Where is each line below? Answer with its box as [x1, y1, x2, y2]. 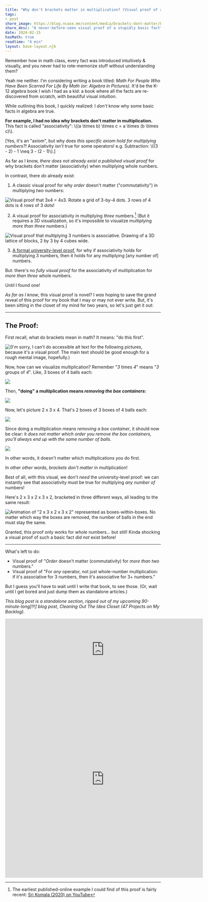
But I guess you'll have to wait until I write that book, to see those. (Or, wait [5, 584, 157, 589]
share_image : [5, 21, 32, 26]
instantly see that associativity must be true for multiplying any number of [5, 479, 156, 485]
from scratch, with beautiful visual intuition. [29, 93, 117, 99]
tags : [5, 12, 16, 17]
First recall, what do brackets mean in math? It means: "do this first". [5, 334, 144, 341]
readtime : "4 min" [5, 39, 43, 44]
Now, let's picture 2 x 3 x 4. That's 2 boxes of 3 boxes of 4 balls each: [5, 407, 147, 413]
